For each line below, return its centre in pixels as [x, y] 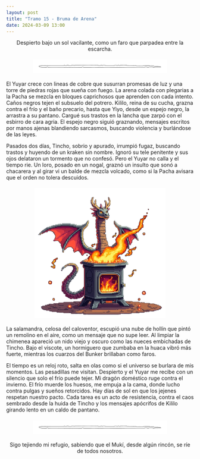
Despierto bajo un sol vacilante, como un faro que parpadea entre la [100, 43]
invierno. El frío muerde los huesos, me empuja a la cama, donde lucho [93, 385]
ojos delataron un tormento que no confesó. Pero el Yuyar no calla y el [93, 159]
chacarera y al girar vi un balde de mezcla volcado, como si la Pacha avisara [100, 171]
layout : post [22, 12]
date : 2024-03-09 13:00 [36, 25]
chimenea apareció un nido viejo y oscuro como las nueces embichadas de [99, 341]
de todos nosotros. [100, 451]
